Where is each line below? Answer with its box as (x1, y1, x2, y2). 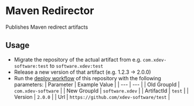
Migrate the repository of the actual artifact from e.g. (13, 56, 142, 63)
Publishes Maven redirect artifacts (5, 23, 89, 30)
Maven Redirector (5, 4, 94, 18)
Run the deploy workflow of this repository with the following (13, 74, 162, 81)
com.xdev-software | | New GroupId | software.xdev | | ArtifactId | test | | (13, 87, 189, 94)
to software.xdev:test (49, 62, 104, 69)
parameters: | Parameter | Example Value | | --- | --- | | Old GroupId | (13, 81, 180, 88)
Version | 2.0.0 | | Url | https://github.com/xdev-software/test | (13, 93, 171, 100)
